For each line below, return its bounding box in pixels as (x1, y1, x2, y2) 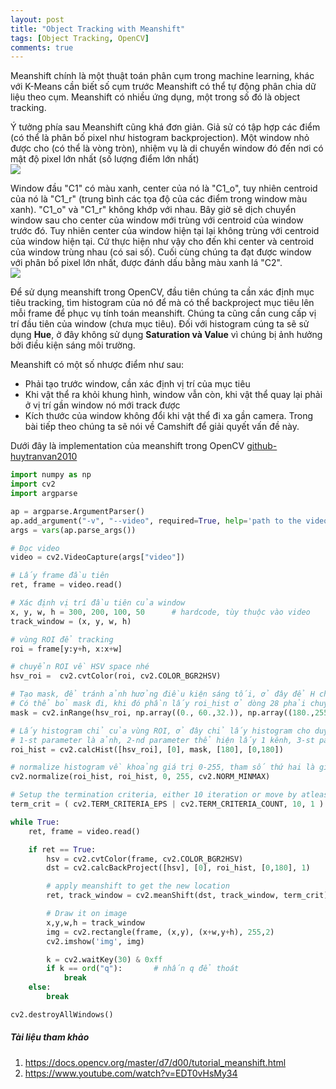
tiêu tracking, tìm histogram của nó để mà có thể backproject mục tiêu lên (10, 297, 315, 309)
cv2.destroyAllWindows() (10, 1009, 114, 1020)
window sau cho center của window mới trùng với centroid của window (10, 214, 304, 226)
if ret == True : (28, 844, 97, 855)
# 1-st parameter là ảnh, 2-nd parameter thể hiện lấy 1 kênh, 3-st (10, 735, 315, 745)
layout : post (10, 14, 65, 25)
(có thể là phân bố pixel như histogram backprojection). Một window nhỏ (10, 132, 310, 144)
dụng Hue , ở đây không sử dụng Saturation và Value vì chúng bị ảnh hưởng (10, 329, 323, 341)
